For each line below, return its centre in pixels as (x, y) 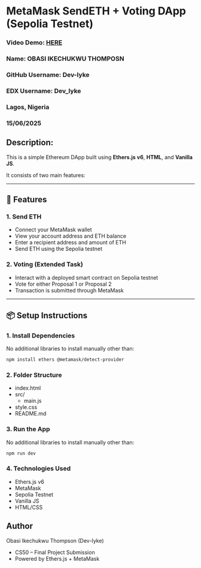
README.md (31, 414)
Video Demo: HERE (34, 43)
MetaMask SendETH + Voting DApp (96, 11)
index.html (28, 388)
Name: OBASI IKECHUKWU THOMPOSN (65, 59)
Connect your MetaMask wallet (53, 230)
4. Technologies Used (38, 468)
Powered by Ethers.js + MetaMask (57, 558)
